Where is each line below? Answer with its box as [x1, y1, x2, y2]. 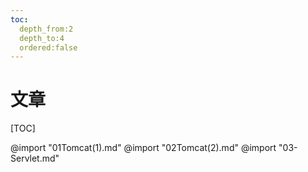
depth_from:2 [19, 24, 74, 34]
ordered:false [19, 42, 78, 53]
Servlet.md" [10, 152, 60, 165]
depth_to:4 [19, 33, 65, 43]
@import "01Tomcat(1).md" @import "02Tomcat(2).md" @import [10, 142, 277, 154]
